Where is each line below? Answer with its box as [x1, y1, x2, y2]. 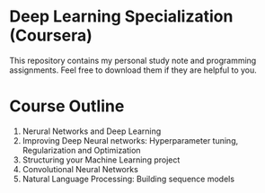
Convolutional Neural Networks [22, 163, 139, 174]
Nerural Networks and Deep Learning [22, 126, 162, 136]
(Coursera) [9, 25, 93, 46]
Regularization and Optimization [22, 145, 141, 155]
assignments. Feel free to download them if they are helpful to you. [9, 65, 258, 75]
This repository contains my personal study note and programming [9, 55, 257, 66]
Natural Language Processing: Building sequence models [22, 173, 235, 184]
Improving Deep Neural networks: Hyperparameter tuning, [22, 135, 239, 145]
